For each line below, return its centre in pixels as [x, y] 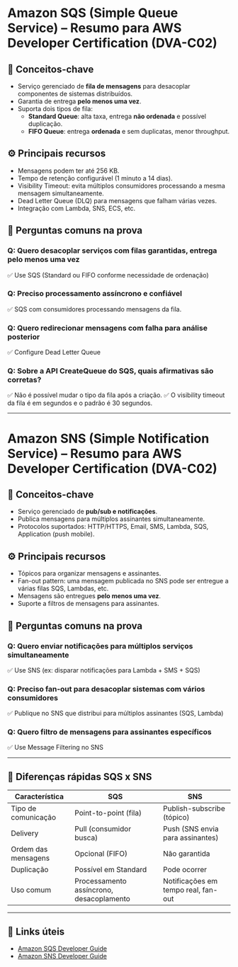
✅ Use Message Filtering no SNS [56, 748]
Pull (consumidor [103, 829]
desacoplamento [102, 899]
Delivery [25, 833]
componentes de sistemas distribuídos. [75, 94]
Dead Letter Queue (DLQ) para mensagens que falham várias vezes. [117, 200]
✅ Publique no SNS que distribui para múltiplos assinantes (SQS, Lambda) [115, 714]
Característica [39, 796]
